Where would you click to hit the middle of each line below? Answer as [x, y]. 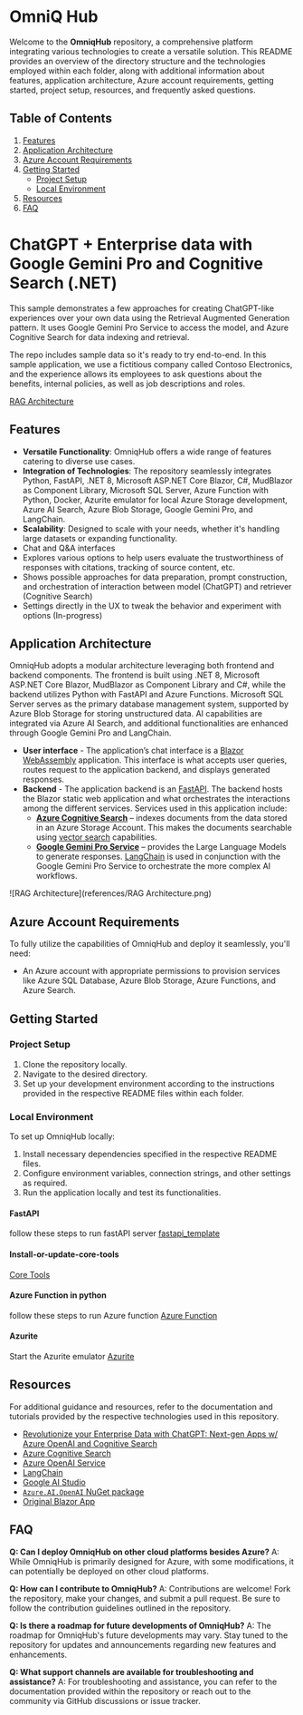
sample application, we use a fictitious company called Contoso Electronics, [151, 364]
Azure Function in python [58, 1295]
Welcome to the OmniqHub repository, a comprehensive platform [131, 42]
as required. [45, 1183]
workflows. [57, 876]
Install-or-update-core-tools [64, 1254]
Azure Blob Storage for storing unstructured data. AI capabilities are [136, 714]
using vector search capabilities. [96, 837]
